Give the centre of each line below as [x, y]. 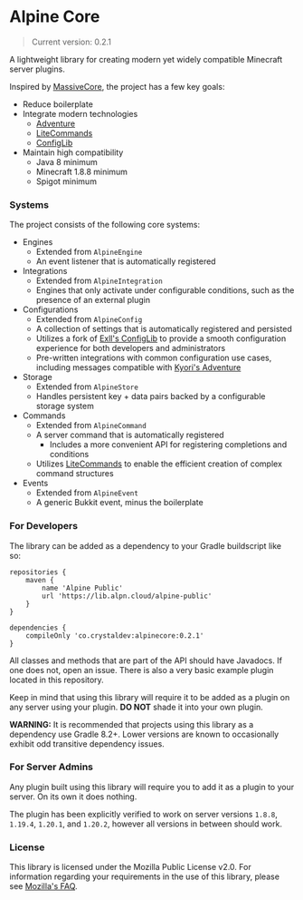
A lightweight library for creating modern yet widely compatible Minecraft [146, 59]
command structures [75, 474]
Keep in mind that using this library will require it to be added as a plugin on [150, 697]
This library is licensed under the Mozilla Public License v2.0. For [130, 867]
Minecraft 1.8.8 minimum [82, 171]
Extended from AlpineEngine [89, 252]
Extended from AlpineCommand [91, 426]
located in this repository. [57, 680]
